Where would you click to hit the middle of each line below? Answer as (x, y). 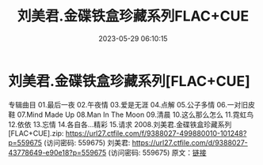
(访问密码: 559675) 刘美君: (87, 142)
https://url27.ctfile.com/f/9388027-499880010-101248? (156, 133)
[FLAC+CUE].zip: (36, 133)
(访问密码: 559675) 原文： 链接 (158, 152)
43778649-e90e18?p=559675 (57, 152)
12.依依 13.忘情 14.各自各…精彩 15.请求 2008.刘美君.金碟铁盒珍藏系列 (120, 124)
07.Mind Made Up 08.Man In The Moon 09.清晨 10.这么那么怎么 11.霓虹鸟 (135, 114)
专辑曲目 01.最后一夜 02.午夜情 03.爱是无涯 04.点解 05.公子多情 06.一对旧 (128, 104)
